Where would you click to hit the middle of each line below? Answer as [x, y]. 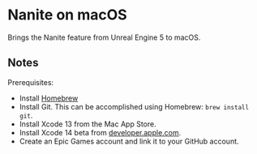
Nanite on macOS [67, 15]
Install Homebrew [49, 98]
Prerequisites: [31, 82]
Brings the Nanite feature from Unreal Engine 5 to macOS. [104, 37]
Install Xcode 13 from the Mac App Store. [88, 124]
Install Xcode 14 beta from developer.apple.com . [100, 132]
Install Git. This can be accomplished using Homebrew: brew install [134, 106]
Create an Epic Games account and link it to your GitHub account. [129, 141]
